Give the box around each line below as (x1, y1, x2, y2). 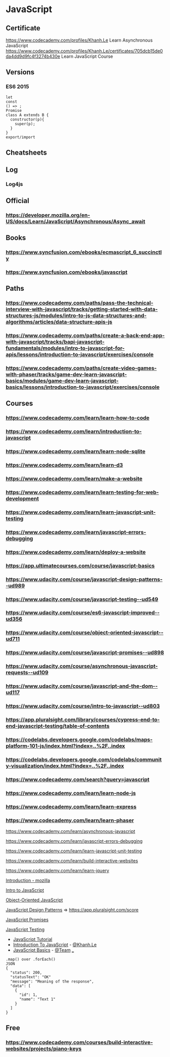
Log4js (6, 181, 23, 188)
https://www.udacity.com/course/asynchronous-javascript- (6, 663, 158, 670)
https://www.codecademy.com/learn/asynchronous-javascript (6, 828, 136, 834)
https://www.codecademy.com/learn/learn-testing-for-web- (6, 489, 159, 496)
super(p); (15, 121, 36, 126)
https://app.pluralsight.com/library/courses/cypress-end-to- (6, 716, 160, 723)
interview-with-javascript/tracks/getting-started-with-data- (6, 306, 158, 313)
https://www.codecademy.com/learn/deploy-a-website (6, 548, 146, 555)
